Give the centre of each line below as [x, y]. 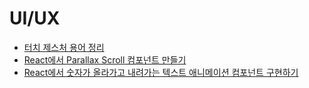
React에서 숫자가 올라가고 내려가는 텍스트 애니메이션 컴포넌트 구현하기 [161, 72]
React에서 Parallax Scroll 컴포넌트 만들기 [105, 59]
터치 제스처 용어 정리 [64, 47]
